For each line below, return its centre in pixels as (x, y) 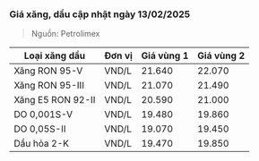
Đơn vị (118, 55)
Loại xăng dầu (55, 55)
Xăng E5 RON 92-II (55, 100)
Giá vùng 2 (220, 55)
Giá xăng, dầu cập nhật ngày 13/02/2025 (100, 14)
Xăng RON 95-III (49, 86)
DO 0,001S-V (43, 114)
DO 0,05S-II (40, 129)
